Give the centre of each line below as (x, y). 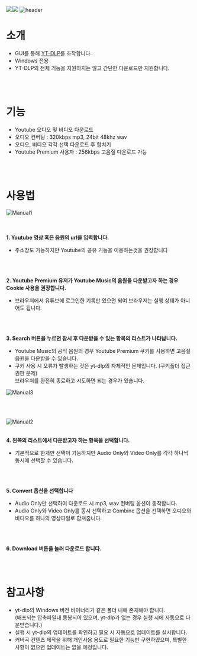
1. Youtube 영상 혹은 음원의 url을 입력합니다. (58, 237)
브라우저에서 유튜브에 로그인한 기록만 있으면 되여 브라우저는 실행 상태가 (97, 300)
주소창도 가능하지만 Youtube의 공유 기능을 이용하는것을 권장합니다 (91, 250)
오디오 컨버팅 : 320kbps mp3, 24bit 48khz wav (71, 137)
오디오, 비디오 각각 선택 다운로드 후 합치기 (63, 144)
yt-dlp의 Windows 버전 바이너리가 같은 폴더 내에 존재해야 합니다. (90, 610)
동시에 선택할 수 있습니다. (44, 460)
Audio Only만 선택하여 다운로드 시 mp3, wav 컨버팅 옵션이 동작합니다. (96, 503)
